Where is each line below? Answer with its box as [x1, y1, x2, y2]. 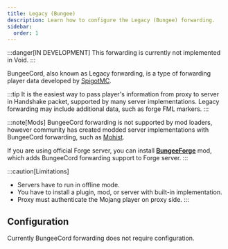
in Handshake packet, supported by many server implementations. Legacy [7, 98, 220, 106]
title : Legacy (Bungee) [7, 10, 76, 17]
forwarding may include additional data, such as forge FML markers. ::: [7, 105, 209, 113]
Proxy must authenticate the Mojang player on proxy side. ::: [17, 196, 189, 204]
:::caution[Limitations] [7, 167, 69, 175]
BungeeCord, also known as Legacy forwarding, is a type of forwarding [7, 69, 211, 78]
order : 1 [13, 29, 39, 37]
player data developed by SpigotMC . [7, 77, 112, 85]
